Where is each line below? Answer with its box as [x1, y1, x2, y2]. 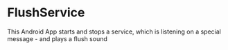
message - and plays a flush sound [7, 34, 107, 42]
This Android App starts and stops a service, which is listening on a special [7, 27, 222, 36]
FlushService [7, 5, 85, 21]
